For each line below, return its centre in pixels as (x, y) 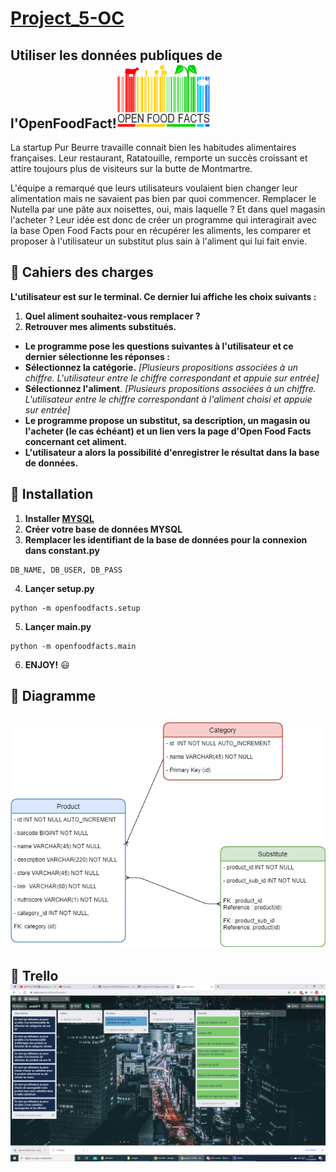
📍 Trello (34, 976)
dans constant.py (62, 550)
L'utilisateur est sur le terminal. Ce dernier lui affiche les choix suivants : (163, 296)
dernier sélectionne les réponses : (97, 356)
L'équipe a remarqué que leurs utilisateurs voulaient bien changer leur (154, 188)
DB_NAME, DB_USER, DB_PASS (66, 570)
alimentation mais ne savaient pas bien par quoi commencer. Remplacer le (163, 198)
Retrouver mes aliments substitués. (100, 326)
